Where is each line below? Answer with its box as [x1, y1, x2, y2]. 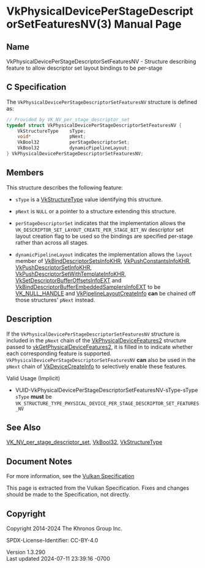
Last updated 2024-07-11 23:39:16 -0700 [6, 555, 110, 562]
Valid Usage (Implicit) [6, 374, 61, 382]
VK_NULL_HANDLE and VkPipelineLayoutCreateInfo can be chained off [15, 289, 196, 297]
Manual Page [114, 17, 182, 31]
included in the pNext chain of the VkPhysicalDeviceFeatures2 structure [6, 336, 187, 344]
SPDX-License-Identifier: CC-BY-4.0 [6, 537, 99, 544]
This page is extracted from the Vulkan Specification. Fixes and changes [6, 484, 190, 492]
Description [6, 314, 52, 325]
